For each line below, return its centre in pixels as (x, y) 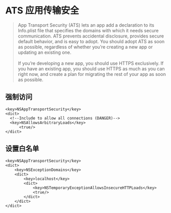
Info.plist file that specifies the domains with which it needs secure (88, 30)
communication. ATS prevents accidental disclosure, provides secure (91, 36)
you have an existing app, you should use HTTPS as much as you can (91, 69)
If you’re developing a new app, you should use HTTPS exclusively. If (91, 63)
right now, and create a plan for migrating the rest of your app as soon (92, 74)
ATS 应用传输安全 (42, 11)
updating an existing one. (45, 52)
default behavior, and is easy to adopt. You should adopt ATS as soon (91, 41)
